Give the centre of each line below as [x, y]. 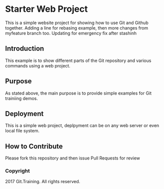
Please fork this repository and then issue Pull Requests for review [73, 158]
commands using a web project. [38, 65]
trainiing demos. [21, 98]
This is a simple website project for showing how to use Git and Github [77, 23]
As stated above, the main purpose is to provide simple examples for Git [78, 93]
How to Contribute [34, 146]
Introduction [25, 48]
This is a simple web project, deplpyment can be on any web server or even [82, 126]
